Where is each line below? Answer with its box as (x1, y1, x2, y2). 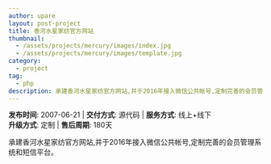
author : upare (8, 11, 56, 20)
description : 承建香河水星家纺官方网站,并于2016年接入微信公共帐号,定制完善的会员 (8, 86, 257, 95)
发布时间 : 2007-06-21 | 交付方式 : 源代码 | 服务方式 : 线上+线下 (8, 110, 212, 120)
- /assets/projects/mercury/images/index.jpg (15, 42, 172, 50)
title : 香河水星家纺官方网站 (8, 27, 94, 35)
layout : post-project (8, 19, 81, 27)
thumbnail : (8, 34, 45, 43)
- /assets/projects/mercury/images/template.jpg (15, 49, 182, 57)
